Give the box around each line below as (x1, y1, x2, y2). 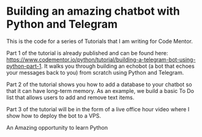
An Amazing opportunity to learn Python (6, 124, 108, 131)
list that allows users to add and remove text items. (6, 94, 135, 101)
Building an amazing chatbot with (6, 4, 181, 18)
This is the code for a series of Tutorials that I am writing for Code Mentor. (6, 37, 193, 45)
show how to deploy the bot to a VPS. (6, 112, 102, 119)
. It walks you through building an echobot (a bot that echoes (40, 62, 195, 70)
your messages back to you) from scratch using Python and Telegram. (6, 68, 184, 76)
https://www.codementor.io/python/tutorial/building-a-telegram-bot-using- (6, 56, 196, 63)
